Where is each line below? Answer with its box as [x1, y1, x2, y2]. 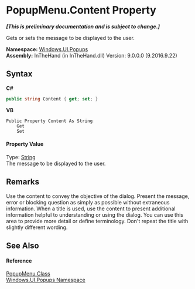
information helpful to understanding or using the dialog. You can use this [6, 211, 183, 218]
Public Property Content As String [6, 118, 93, 124]
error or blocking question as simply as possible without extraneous [6, 199, 170, 206]
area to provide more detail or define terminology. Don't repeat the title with [6, 217, 189, 224]
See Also [6, 241, 39, 251]
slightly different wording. [6, 224, 68, 231]
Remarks [6, 177, 40, 187]
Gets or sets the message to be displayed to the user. [6, 34, 135, 41]
